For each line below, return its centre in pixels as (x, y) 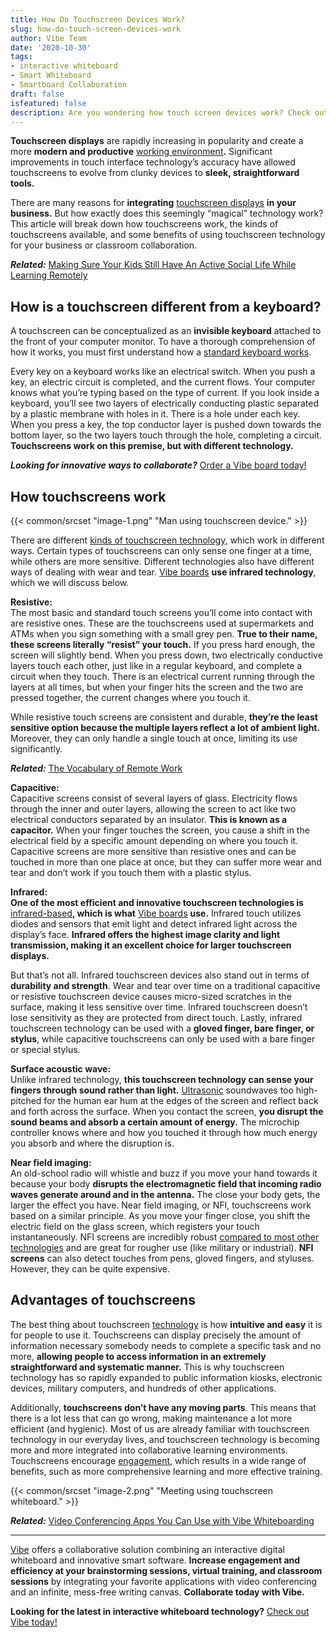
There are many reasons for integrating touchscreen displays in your (153, 203)
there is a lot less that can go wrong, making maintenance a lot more (151, 1418)
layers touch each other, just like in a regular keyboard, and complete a (156, 665)
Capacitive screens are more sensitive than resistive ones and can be (153, 851)
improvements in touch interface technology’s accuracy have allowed (153, 162)
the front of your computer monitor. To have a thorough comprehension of (163, 342)
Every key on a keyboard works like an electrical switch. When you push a (163, 372)
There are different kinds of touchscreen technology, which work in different (167, 540)
